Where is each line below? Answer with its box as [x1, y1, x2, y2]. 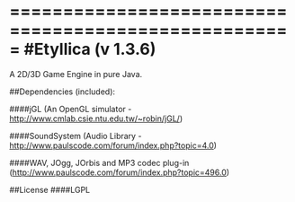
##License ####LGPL [9, 184, 91, 195]
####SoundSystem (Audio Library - [9, 130, 142, 141]
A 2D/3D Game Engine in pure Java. [9, 68, 143, 79]
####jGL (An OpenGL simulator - [9, 103, 132, 114]
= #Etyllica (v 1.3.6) [9, 40, 156, 59]
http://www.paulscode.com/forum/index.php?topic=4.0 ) [9, 140, 218, 151]
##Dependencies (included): [9, 86, 115, 97]
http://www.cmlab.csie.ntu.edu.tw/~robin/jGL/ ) [9, 113, 183, 124]
